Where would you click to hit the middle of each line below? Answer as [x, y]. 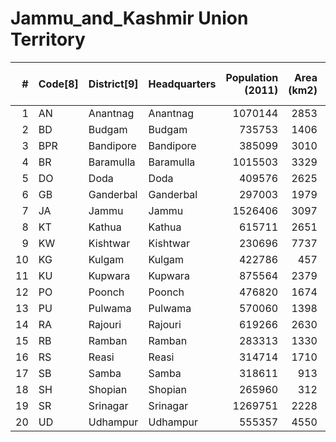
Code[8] [58, 84]
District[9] [113, 84]
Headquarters [182, 84]
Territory [48, 39]
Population [252, 77]
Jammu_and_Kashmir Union [129, 18]
